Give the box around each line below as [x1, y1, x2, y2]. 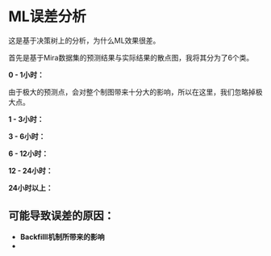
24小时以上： [8, 183, 54, 192]
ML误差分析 [8, 7, 86, 26]
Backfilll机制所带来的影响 [19, 232, 105, 241]
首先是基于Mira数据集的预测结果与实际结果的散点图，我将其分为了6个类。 [8, 52, 254, 62]
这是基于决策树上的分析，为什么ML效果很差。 [8, 36, 161, 45]
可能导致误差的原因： [8, 209, 115, 223]
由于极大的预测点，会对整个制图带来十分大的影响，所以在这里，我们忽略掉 [8, 86, 256, 97]
